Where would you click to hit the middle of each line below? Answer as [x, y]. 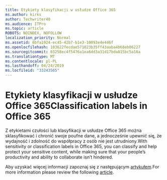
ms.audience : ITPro [26, 24]
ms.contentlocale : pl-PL [31, 61]
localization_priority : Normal [38, 38]
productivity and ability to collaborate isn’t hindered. [59, 157]
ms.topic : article [24, 29]
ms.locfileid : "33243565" [32, 71]
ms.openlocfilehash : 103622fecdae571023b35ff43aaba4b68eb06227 [73, 47]
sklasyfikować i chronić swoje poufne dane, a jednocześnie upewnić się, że [83, 135]
